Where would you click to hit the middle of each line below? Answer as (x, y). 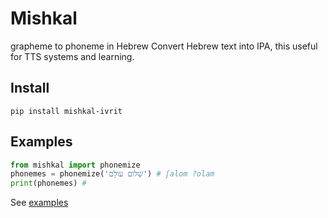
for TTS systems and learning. (72, 56)
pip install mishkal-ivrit (66, 111)
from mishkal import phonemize (75, 165)
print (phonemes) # (48, 183)
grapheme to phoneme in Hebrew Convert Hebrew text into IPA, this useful (164, 46)
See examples (39, 203)
